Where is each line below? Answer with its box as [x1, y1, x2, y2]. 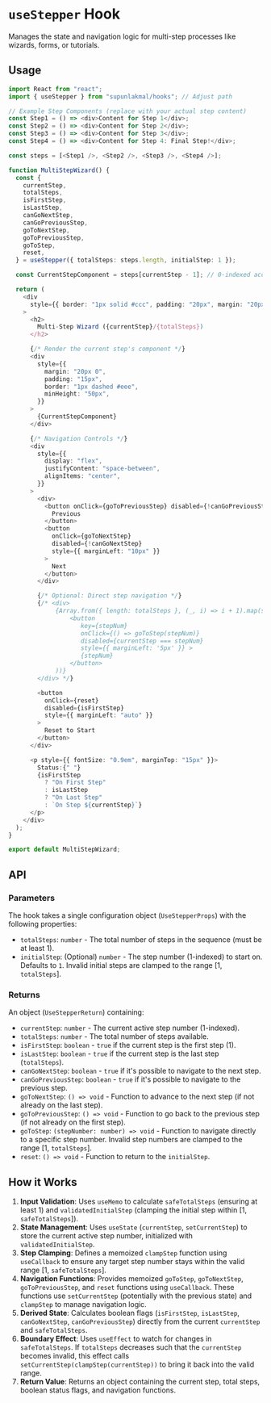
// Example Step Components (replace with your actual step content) [8, 107, 248, 115]
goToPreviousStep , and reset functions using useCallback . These [19, 1283, 235, 1292]
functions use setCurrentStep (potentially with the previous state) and [19, 1291, 252, 1300]
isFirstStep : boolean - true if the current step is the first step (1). [19, 1041, 236, 1050]
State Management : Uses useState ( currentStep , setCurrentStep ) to [19, 1222, 248, 1232]
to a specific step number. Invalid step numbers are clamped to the [19, 1135, 243, 1145]
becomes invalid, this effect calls [19, 1351, 130, 1361]
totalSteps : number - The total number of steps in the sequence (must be [19, 934, 262, 944]
